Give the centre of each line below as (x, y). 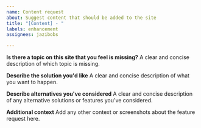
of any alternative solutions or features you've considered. (80, 101)
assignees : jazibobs (33, 35)
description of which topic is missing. (53, 64)
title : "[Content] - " (35, 23)
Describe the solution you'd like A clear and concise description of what (98, 76)
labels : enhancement (33, 29)
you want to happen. (32, 82)
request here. (23, 119)
